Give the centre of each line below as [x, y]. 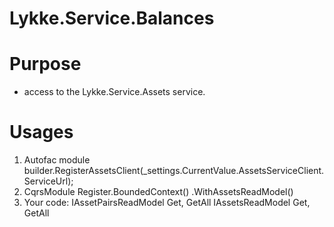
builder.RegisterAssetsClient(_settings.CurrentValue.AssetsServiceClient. [174, 171]
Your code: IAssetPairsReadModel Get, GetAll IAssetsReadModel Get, [167, 203]
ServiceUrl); [48, 181]
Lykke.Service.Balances [112, 18]
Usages [41, 132]
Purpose [45, 64]
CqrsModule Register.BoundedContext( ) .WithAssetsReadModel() [158, 192]
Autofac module [57, 160]
